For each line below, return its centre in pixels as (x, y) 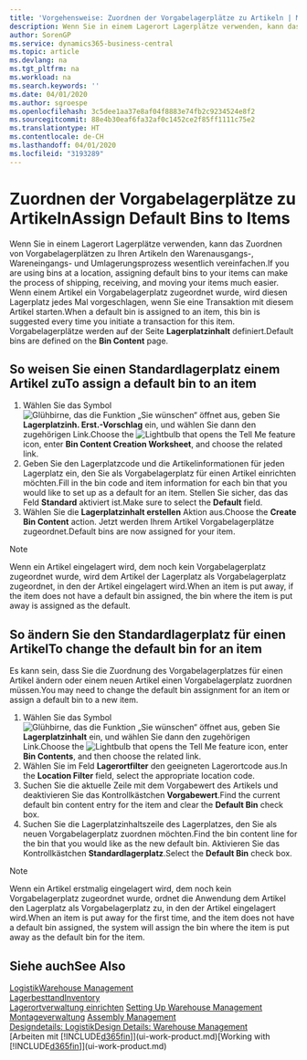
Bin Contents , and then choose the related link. (112, 756)
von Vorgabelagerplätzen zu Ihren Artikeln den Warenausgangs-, (132, 253)
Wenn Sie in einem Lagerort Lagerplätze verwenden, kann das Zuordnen (146, 244)
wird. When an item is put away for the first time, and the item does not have (152, 918)
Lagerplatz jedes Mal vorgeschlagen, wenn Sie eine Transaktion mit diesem (152, 301)
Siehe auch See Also (68, 966)
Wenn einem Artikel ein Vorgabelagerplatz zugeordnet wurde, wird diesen (148, 292)
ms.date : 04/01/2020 (49, 94)
